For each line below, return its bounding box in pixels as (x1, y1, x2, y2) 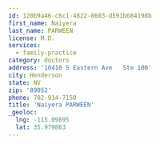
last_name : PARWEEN (8, 26, 74, 34)
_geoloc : (8, 109, 38, 117)
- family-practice (15, 49, 78, 57)
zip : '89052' (8, 86, 52, 94)
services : (8, 42, 42, 50)
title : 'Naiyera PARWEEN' (8, 101, 94, 109)
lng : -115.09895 (15, 116, 70, 124)
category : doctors (8, 57, 70, 65)
